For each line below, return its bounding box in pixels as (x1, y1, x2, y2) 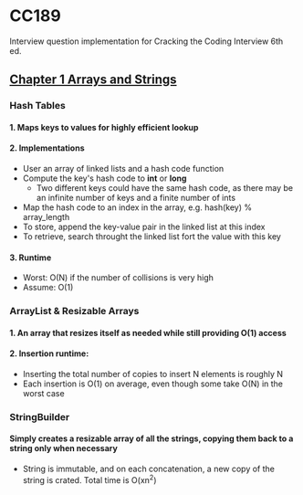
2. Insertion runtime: (9, 348, 89, 359)
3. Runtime (9, 252, 52, 263)
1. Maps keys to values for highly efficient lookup (9, 121, 199, 132)
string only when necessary (9, 443, 119, 454)
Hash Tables (9, 100, 66, 112)
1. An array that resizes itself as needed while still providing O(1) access (9, 327, 287, 338)
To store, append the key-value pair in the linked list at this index (22, 221, 266, 233)
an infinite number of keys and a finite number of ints (36, 193, 235, 204)
